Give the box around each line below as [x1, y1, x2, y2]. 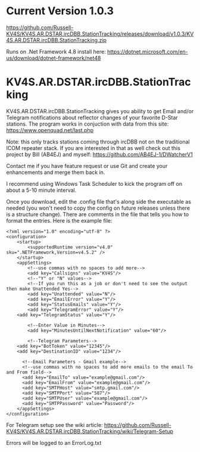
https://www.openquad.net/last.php [6, 126, 94, 133]
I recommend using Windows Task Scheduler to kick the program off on [6, 180, 183, 187]
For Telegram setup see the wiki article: [6, 421, 103, 428]
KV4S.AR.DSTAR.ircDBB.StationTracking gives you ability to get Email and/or [6, 107, 194, 114]
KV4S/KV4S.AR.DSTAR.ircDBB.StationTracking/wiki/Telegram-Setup [6, 428, 174, 435]
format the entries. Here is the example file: [6, 217, 112, 224]
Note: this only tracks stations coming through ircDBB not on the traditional [6, 138, 190, 145]
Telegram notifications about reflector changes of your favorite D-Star [6, 114, 179, 121]
